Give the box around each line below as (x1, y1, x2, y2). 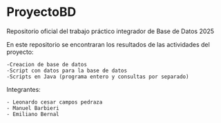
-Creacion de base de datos (6, 61, 88, 68)
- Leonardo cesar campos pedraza (6, 98, 103, 106)
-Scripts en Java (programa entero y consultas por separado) (6, 73, 189, 80)
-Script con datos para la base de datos (6, 67, 128, 74)
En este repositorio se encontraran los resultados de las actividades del (6, 40, 210, 48)
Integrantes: (6, 85, 41, 93)
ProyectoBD (6, 4, 77, 20)
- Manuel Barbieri (6, 104, 59, 111)
